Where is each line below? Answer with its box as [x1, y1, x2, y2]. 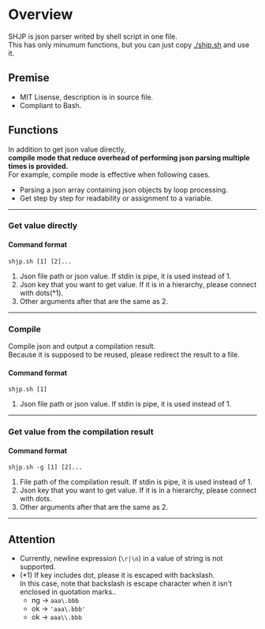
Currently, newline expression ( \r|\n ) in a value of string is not [19, 554, 223, 563]
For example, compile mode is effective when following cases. [8, 170, 211, 179]
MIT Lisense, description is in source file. [19, 92, 154, 102]
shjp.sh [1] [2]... [8, 257, 73, 265]
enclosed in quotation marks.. [19, 587, 117, 597]
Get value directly [8, 220, 78, 231]
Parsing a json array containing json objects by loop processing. [19, 185, 229, 194]
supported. [19, 562, 56, 571]
